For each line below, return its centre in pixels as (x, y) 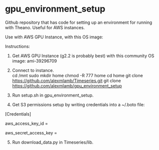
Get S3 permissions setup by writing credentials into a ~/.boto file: (78, 104)
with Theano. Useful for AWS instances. (45, 27)
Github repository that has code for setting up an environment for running (79, 22)
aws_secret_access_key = (31, 133)
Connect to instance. (33, 70)
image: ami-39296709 (35, 61)
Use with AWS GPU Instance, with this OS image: (54, 37)
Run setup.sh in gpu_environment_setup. (53, 95)
